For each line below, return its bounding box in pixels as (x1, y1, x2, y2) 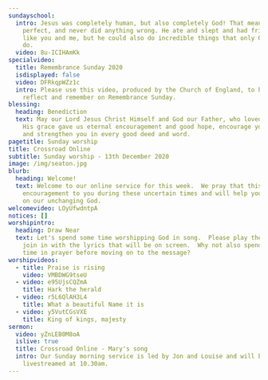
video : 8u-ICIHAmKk (15, 49, 81, 57)
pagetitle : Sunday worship (8, 137, 98, 146)
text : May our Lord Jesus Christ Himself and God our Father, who (15, 116, 241, 123)
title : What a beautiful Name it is (22, 300, 145, 308)
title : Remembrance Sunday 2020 (15, 64, 124, 72)
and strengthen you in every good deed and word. (22, 130, 191, 138)
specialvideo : (8, 57, 56, 65)
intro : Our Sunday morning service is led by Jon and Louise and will (15, 352, 255, 361)
